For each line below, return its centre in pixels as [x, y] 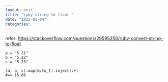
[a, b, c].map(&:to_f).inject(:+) [42, 71]
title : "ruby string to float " [39, 15]
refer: [11, 38]
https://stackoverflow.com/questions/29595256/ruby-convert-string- [90, 38]
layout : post [19, 10]
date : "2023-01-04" [26, 19]
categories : [18, 24]
